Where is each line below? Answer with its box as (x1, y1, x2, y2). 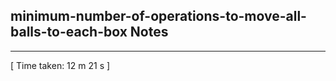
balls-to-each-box (10, 24, 128, 41)
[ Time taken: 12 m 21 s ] (10, 59, 111, 71)
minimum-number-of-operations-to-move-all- (10, 8, 307, 25)
